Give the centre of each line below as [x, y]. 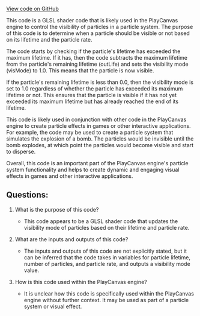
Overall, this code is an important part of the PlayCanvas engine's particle [97, 163]
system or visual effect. [53, 306]
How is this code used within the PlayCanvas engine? [81, 282]
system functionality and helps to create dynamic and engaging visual [93, 169]
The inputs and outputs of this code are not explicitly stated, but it [105, 251]
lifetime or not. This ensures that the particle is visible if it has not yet [92, 95]
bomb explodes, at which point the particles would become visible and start [100, 145]
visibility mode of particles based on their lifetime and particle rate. [107, 227]
